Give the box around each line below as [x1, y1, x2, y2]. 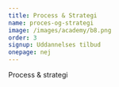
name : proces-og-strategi [8, 19, 94, 27]
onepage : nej [8, 48, 52, 56]
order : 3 [8, 33, 37, 42]
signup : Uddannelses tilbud [8, 41, 102, 49]
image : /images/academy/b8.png [8, 26, 112, 34]
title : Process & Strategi [8, 11, 98, 20]
